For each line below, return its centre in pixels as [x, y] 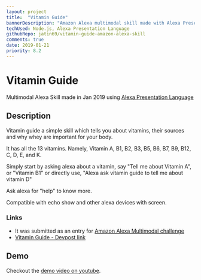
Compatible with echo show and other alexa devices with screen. [86, 202]
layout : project [26, 12]
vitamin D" [19, 179]
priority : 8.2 [24, 51]
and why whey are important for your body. [60, 137]
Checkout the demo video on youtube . [54, 270]
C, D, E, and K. [24, 155]
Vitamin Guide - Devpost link [50, 237]
